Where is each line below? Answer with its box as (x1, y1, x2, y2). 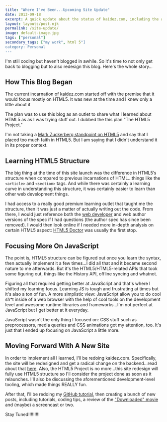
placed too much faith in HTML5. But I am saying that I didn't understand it (5, 137, 158, 143)
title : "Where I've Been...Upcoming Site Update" (5, 7, 110, 12)
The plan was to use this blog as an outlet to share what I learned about (5, 111, 152, 117)
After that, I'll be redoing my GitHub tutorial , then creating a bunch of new (5, 391, 156, 397)
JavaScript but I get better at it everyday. (5, 307, 89, 313)
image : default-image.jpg (5, 30, 59, 35)
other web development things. (5, 191, 69, 197)
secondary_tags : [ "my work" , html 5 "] (5, 40, 85, 45)
